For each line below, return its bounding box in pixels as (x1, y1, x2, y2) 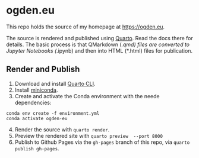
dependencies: (14, 99, 52, 106)
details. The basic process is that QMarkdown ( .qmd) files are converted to (6, 41, 190, 48)
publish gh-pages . (14, 144, 59, 151)
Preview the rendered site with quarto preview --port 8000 (14, 132, 163, 139)
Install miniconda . (14, 86, 58, 93)
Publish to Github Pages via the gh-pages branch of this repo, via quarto (14, 138, 190, 146)
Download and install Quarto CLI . (14, 80, 96, 87)
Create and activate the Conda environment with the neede (14, 92, 160, 99)
